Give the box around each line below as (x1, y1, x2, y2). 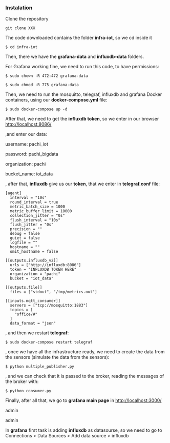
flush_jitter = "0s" (10, 222, 54, 227)
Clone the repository (5, 16, 49, 22)
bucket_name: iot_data (5, 171, 53, 177)
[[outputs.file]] (5, 285, 42, 290)
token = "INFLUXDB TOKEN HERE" (10, 267, 77, 272)
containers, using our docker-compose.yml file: (5, 97, 108, 103)
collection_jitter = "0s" (10, 213, 66, 218)
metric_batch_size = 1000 (10, 204, 66, 209)
